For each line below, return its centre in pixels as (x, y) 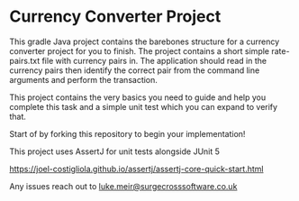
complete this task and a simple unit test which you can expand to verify (143, 106)
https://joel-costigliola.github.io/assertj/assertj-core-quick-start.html (136, 169)
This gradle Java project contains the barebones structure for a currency (145, 41)
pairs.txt (25, 60)
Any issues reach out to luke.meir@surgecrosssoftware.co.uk (123, 186)
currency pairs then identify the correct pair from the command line (135, 70)
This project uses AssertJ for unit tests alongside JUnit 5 (115, 151)
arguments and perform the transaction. (83, 79)
